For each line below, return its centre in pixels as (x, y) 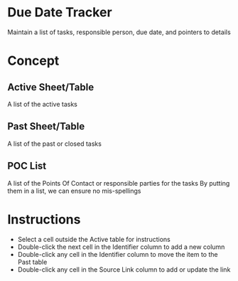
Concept (33, 61)
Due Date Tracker (60, 12)
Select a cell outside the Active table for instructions (94, 239)
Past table (32, 262)
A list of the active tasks (43, 104)
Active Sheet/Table (51, 87)
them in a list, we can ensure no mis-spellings (74, 191)
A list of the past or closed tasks (54, 144)
